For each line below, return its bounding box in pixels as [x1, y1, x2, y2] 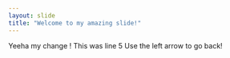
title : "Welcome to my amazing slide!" [8, 19, 142, 27]
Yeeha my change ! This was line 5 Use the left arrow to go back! [8, 41, 223, 50]
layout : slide [8, 11, 56, 20]
